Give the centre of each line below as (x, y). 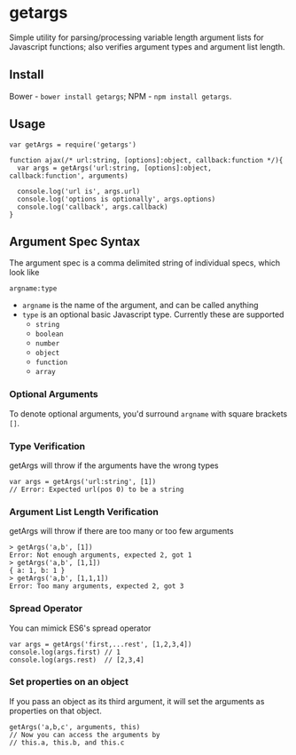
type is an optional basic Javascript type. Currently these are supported (153, 314)
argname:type (33, 289)
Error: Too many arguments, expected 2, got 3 (97, 586)
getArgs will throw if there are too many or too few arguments (121, 531)
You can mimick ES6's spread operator (80, 628)
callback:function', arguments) (69, 176)
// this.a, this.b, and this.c (67, 743)
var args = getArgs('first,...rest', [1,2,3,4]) (101, 644)
